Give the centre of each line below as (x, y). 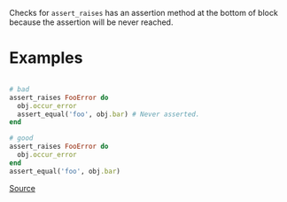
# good (21, 138)
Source (22, 188)
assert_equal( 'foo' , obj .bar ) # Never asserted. (109, 114)
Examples (46, 58)
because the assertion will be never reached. (91, 22)
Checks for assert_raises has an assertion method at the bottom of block (144, 13)
